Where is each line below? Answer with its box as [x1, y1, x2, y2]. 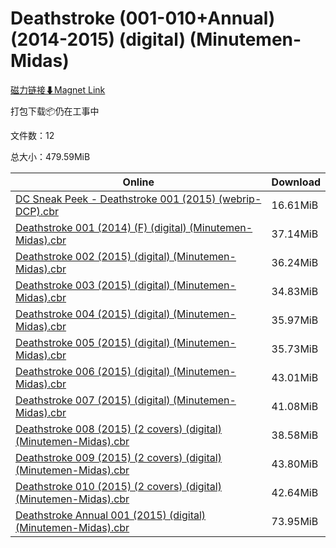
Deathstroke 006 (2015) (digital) [15, 364, 171, 378]
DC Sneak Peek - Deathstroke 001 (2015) [15, 192, 217, 206]
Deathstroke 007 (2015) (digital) [15, 393, 171, 407]
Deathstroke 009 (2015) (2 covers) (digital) [15, 450, 222, 464]
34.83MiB [271, 284, 319, 298]
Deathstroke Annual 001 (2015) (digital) [15, 508, 207, 522]
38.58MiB [271, 428, 319, 442]
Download [271, 175, 321, 189]
